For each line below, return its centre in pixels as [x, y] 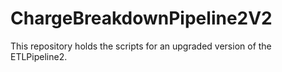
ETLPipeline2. [39, 56]
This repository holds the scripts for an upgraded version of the [141, 46]
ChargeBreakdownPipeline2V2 [141, 18]
